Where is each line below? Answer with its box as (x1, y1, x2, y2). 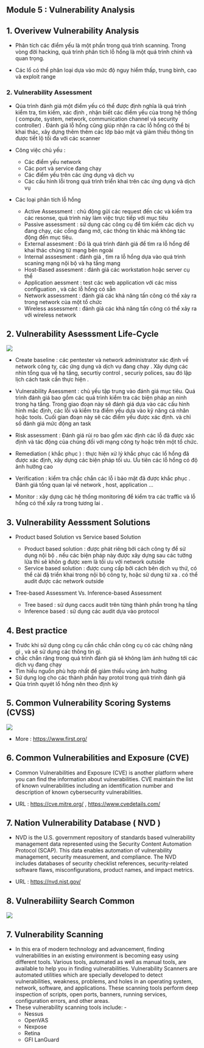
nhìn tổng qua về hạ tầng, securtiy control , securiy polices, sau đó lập (15, 369, 192, 377)
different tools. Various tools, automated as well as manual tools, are (15, 958, 187, 965)
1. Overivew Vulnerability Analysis (6, 26, 139, 36)
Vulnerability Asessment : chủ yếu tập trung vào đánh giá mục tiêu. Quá (15, 388, 196, 395)
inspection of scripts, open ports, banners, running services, (15, 991, 167, 998)
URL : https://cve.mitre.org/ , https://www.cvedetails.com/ (15, 800, 161, 807)
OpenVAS (24, 1017, 49, 1024)
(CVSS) (6, 707, 35, 718)
